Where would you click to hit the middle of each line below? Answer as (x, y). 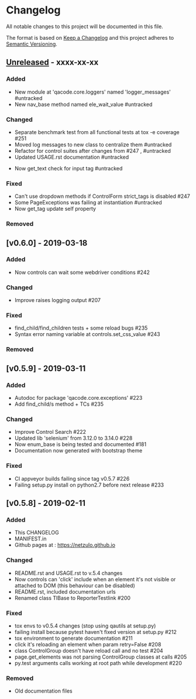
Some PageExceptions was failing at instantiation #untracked (88, 203)
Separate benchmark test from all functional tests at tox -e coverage (97, 132)
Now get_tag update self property (55, 209)
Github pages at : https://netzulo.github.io (65, 545)
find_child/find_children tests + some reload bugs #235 (81, 328)
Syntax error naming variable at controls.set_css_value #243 (87, 334)
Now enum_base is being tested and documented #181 (80, 444)
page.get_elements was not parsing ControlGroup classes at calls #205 (101, 657)
